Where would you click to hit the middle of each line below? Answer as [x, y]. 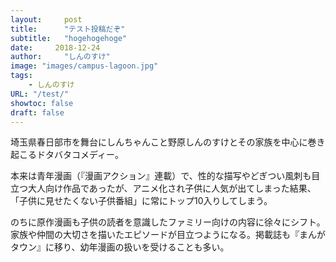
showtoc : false [42, 103]
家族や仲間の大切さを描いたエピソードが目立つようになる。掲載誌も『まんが [168, 235]
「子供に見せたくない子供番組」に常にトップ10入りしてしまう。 [141, 201]
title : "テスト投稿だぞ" [68, 29]
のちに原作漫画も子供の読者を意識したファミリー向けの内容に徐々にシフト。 [168, 222]
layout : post [46, 19]
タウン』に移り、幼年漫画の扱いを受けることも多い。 [120, 247]
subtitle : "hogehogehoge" [69, 38]
